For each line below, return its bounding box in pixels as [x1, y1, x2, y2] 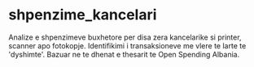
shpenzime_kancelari [8, 6, 157, 24]
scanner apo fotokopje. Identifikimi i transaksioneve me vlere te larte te [8, 40, 247, 50]
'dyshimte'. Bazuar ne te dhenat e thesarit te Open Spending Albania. [8, 49, 240, 59]
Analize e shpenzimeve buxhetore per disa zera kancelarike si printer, [8, 32, 242, 42]
